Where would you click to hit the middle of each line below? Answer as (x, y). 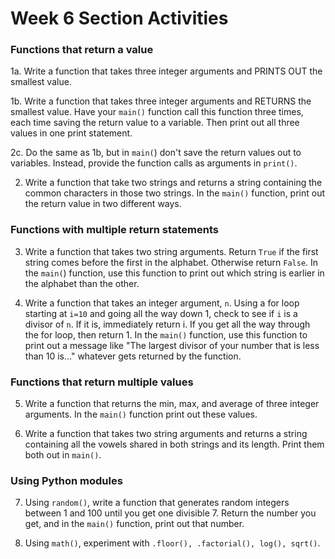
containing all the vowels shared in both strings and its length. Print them (174, 444)
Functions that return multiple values (102, 382)
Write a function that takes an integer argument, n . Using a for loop (162, 303)
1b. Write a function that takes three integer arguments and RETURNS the (161, 101)
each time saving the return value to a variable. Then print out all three (155, 123)
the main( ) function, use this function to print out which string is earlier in (174, 273)
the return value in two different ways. (103, 204)
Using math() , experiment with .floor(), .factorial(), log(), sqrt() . (172, 543)
